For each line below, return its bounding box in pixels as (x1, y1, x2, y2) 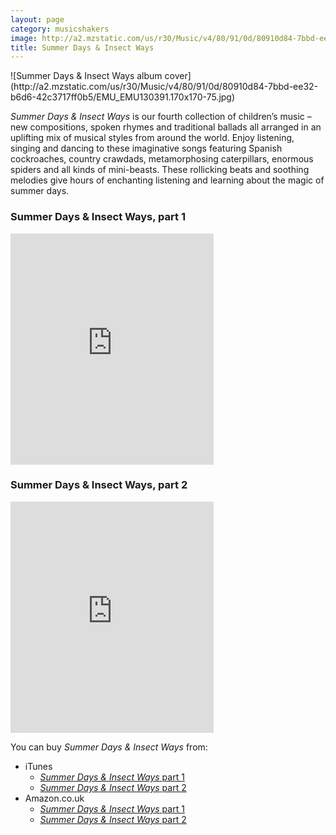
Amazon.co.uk (24, 792, 85, 804)
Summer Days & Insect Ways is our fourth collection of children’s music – (10, 111, 312, 123)
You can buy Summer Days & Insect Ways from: (10, 741, 208, 753)
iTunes (24, 760, 53, 772)
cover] (164, 70, 192, 82)
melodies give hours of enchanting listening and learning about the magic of (10, 174, 325, 186)
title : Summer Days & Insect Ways (10, 42, 155, 53)
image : (10, 33, 38, 43)
